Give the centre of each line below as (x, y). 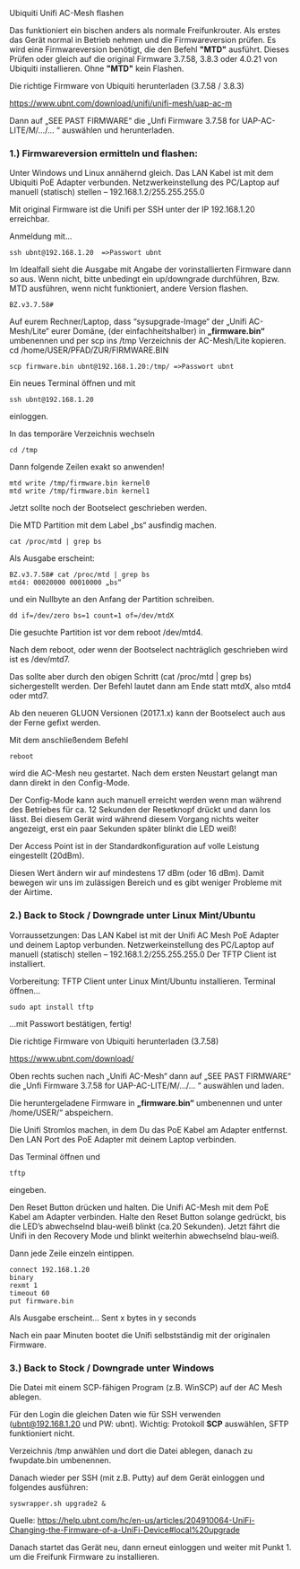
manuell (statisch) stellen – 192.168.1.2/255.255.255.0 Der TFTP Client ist (143, 954)
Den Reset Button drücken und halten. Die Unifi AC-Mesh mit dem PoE (139, 1207)
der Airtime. (31, 892)
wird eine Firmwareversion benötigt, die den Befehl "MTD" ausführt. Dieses (149, 49)
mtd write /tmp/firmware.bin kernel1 (80, 491)
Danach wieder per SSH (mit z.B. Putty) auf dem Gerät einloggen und (137, 1477)
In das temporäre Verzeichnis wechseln (82, 434)
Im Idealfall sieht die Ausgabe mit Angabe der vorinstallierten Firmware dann (150, 269)
